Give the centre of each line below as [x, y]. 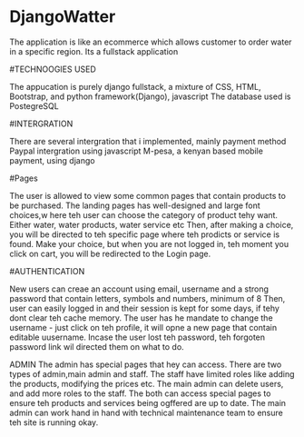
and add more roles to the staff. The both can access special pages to [140, 393]
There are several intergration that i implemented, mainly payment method [148, 141]
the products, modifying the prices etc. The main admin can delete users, [147, 383]
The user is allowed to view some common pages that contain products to [147, 195]
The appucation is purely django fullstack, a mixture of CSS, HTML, [135, 86]
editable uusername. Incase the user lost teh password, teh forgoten [137, 337]
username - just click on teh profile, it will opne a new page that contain [143, 327]
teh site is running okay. [54, 422]
